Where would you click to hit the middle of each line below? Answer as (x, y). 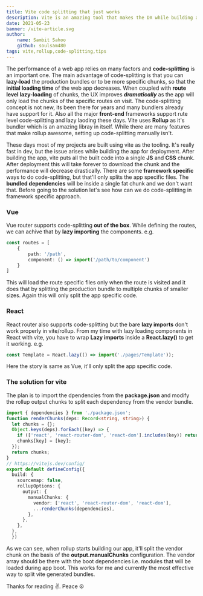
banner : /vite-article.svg (40, 29)
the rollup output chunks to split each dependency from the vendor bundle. (100, 401)
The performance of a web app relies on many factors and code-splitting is (101, 69)
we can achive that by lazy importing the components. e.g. (80, 232)
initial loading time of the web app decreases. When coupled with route (96, 88)
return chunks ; (31, 452)
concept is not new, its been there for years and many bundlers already (95, 107)
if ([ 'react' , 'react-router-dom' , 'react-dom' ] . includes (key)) (100, 435)
